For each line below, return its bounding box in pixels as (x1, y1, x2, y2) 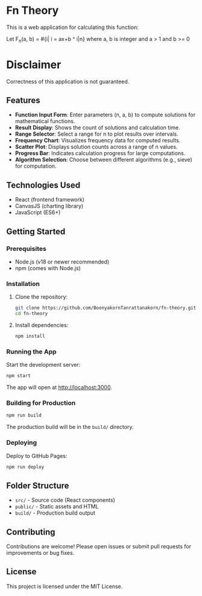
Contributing (6, 527, 55, 537)
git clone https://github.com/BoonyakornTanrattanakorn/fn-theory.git (14, 305, 197, 311)
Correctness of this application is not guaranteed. (6, 78, 130, 85)
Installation (6, 279, 40, 288)
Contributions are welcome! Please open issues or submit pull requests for (6, 543, 192, 550)
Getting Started (6, 226, 66, 236)
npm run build (6, 413, 42, 419)
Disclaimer (6, 58, 62, 71)
